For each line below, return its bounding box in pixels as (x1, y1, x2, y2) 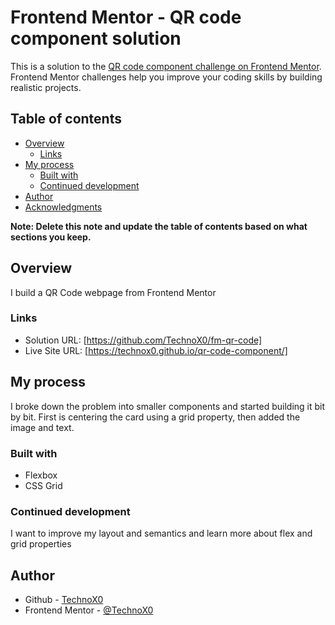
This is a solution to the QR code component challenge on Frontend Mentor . (10, 60, 322, 72)
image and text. (10, 421, 75, 433)
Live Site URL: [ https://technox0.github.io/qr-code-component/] (24, 344, 288, 356)
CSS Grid (24, 479, 63, 491)
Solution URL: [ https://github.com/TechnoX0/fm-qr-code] (24, 334, 263, 346)
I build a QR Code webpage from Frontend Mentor (10, 286, 217, 298)
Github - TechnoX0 (24, 594, 104, 606)
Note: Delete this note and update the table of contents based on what (10, 220, 308, 232)
